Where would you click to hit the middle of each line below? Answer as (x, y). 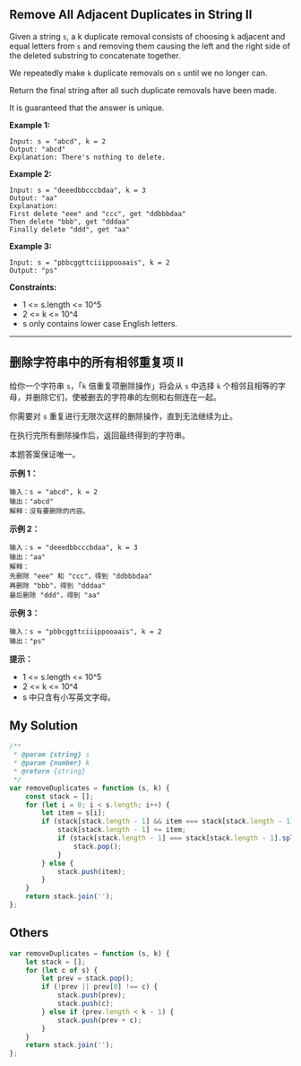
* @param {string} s (52, 755)
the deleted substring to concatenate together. (95, 55)
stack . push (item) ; (91, 871)
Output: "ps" (34, 270)
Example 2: (30, 173)
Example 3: (30, 246)
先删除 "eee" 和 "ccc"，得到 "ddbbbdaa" (81, 576)
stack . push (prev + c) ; (99, 1020)
